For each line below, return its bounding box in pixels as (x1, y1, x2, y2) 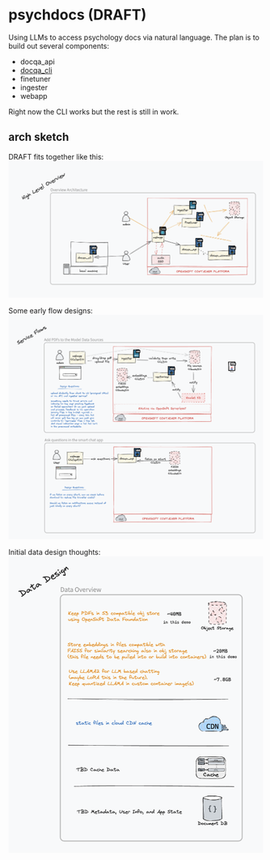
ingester (19, 83, 49, 92)
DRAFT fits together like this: (8, 151, 104, 161)
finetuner (19, 74, 51, 83)
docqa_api (19, 57, 55, 66)
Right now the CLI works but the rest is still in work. (8, 107, 179, 117)
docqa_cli (19, 65, 53, 75)
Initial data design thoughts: (8, 547, 101, 557)
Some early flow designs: (8, 305, 93, 315)
